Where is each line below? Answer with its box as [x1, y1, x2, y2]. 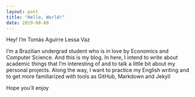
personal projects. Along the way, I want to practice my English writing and [6, 67, 189, 74]
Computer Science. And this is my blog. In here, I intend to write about [6, 54, 178, 61]
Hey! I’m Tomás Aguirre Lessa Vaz [6, 36, 90, 43]
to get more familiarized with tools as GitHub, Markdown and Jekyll [6, 73, 171, 80]
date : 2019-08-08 [6, 20, 49, 26]
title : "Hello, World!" [6, 14, 65, 20]
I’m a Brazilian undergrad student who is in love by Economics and [6, 48, 169, 55]
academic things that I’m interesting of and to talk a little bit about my [6, 60, 175, 67]
